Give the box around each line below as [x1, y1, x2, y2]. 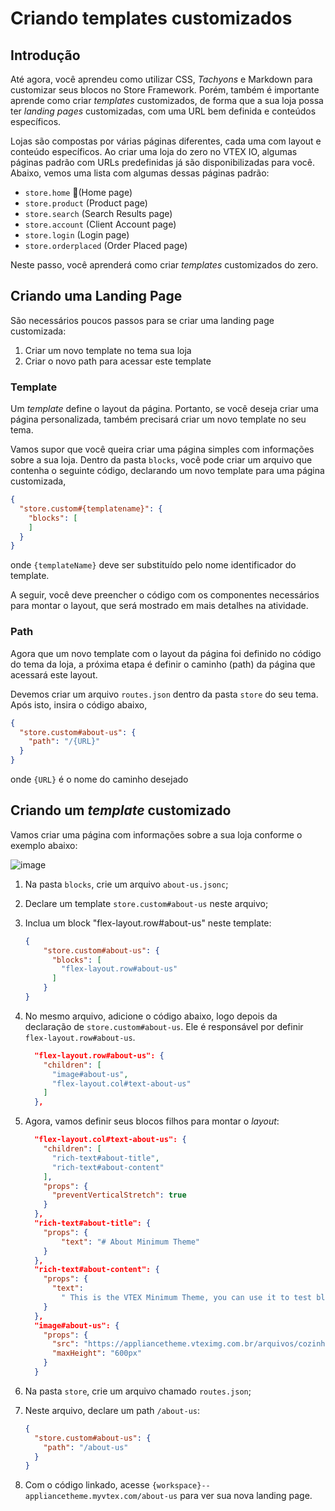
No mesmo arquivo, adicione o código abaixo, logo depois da [24, 1010, 278, 1022]
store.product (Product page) [24, 197, 148, 209]
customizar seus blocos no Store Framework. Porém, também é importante [10, 84, 320, 96]
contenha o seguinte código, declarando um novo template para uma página [10, 465, 325, 477]
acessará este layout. [10, 668, 98, 681]
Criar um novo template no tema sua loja [24, 344, 192, 356]
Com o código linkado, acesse [24, 1479, 150, 1491]
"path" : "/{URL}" [28, 737, 101, 747]
